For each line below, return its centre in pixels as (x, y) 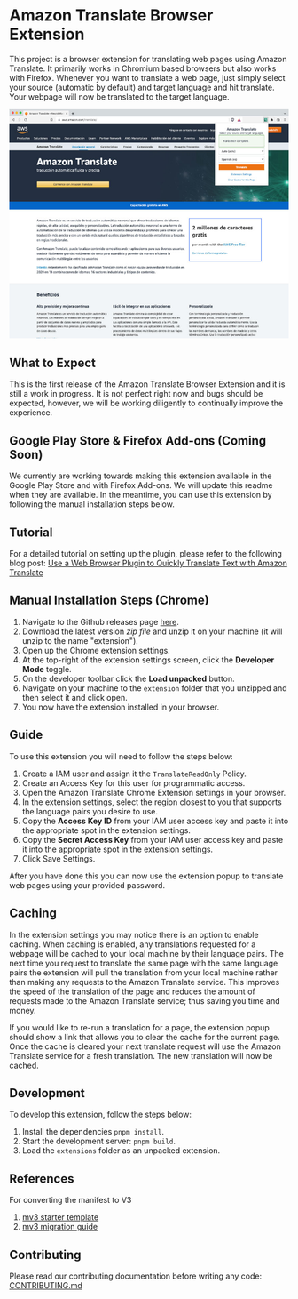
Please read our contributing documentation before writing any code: (136, 1276)
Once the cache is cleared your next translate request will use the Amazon (145, 1046)
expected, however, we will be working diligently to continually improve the (146, 403)
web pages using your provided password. (87, 885)
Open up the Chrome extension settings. (96, 650)
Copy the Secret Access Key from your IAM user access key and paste (153, 839)
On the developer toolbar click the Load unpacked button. (128, 678)
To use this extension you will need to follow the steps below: (121, 756)
